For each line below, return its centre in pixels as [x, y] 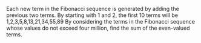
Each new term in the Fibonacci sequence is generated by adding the [93, 9]
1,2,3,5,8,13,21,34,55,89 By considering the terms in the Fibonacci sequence [101, 21]
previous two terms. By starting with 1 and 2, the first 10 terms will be [92, 15]
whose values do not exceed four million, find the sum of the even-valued [98, 28]
